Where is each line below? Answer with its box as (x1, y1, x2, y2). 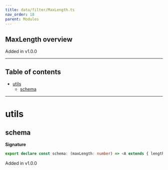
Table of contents (5, 67, 61, 76)
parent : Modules (5, 16, 39, 21)
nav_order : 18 (5, 12, 35, 17)
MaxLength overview (5, 35, 72, 43)
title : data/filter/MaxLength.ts (5, 7, 75, 12)
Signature (5, 141, 26, 147)
